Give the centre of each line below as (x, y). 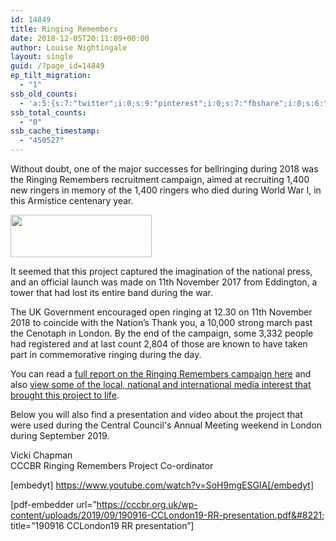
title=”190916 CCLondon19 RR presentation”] (102, 525)
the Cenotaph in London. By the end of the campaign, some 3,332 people (162, 333)
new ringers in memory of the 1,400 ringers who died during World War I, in (166, 190)
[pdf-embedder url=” (53, 504)
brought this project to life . (65, 395)
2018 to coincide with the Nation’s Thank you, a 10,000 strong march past (161, 322)
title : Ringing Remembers (64, 29)
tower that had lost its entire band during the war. (111, 292)
